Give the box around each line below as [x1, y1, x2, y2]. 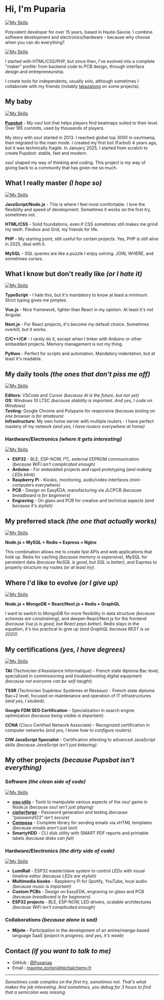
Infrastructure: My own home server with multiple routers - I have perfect [5, 418, 154, 424]
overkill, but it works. [5, 327, 47, 332]
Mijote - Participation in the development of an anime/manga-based [12, 927, 150, 933]
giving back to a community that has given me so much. [5, 164, 118, 170]
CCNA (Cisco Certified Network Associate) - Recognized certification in [5, 722, 150, 728]
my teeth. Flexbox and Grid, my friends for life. [5, 226, 99, 232]
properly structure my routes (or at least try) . [5, 565, 96, 571]
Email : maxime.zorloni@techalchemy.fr [12, 965, 92, 971]
